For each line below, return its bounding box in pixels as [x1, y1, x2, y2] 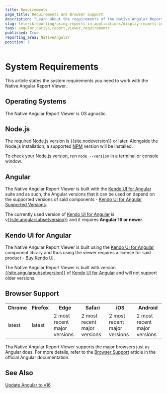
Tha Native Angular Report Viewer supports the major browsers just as [5, 344, 150, 350]
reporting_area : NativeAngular [5, 35, 70, 40]
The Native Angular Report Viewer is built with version [5, 264, 116, 270]
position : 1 [5, 40, 30, 45]
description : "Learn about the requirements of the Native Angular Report [5, 16, 164, 21]
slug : [5, 21, 16, 26]
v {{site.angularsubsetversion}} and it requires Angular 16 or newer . [5, 217, 144, 223]
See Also [5, 369, 33, 377]
